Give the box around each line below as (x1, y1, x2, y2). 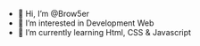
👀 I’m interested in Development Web (17, 18, 154, 28)
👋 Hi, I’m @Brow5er (17, 9, 90, 19)
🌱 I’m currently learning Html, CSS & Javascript (17, 27, 192, 37)
